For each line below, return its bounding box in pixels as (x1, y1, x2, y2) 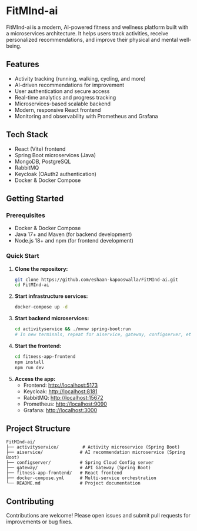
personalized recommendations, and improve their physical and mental (6, 36, 178, 43)
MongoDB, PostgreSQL (14, 158, 71, 165)
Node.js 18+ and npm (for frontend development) (14, 237, 134, 244)
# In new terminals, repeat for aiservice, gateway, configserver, (14, 331, 183, 338)
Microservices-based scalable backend (14, 100, 111, 107)
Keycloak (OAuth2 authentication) (14, 170, 97, 177)
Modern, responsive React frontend (14, 106, 101, 113)
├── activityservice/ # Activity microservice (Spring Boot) (6, 444, 181, 450)
